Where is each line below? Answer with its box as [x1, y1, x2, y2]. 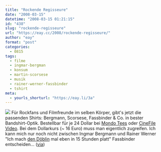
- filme [9, 58, 26, 63]
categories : [5, 44, 30, 49]
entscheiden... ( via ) [5, 142, 45, 148]
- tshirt [9, 86, 28, 91]
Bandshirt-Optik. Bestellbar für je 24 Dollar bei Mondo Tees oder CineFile [5, 120, 156, 126]
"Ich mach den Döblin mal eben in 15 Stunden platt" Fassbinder [5, 136, 135, 142]
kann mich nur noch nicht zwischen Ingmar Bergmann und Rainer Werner [5, 131, 156, 137]
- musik [9, 77, 26, 82]
